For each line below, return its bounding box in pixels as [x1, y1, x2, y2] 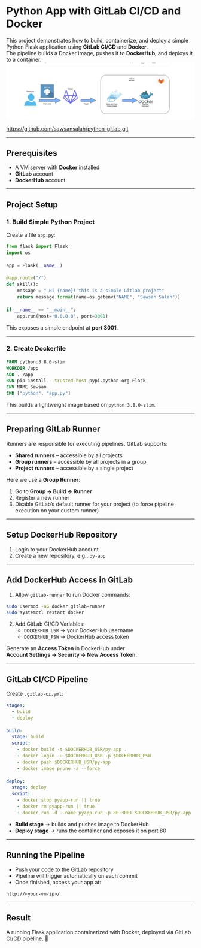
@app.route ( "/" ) [6, 275, 47, 281]
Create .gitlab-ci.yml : [6, 690, 64, 698]
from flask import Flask [6, 244, 68, 250]
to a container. [6, 56, 42, 63]
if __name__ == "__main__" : [6, 307, 77, 313]
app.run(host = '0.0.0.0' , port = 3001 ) [17, 313, 109, 319]
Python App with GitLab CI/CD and [6, 4, 181, 18]
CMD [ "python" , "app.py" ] [6, 391, 71, 397]
